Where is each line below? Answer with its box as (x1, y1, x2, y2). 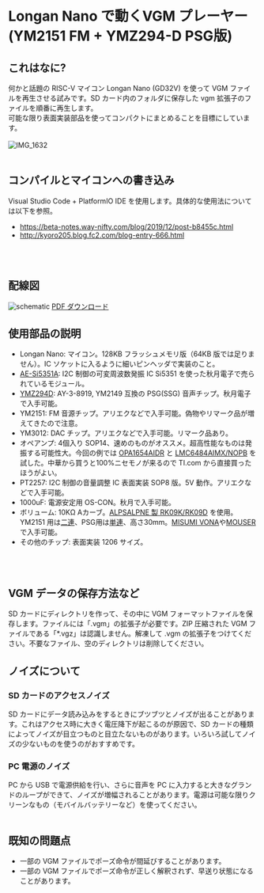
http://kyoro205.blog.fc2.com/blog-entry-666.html (19, 230, 185, 240)
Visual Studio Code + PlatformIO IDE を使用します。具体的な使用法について (8, 196, 252, 206)
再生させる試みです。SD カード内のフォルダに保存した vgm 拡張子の (21, 93, 245, 103)
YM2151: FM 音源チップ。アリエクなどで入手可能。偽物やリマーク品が (19, 408, 248, 418)
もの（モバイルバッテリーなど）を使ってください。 (35, 800, 202, 810)
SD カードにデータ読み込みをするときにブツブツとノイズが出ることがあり (8, 709, 248, 719)
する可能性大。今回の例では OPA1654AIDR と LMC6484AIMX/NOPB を (26, 448, 257, 458)
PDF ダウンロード (51, 302, 109, 311)
